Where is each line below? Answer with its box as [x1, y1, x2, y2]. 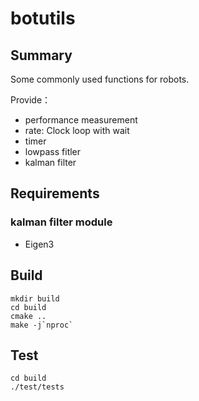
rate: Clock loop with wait [24, 125, 130, 136]
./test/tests [10, 382, 65, 392]
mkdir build [10, 293, 60, 304]
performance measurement [24, 114, 138, 126]
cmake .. [10, 311, 47, 321]
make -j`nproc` [10, 320, 74, 330]
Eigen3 [24, 238, 55, 250]
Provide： [10, 94, 52, 106]
